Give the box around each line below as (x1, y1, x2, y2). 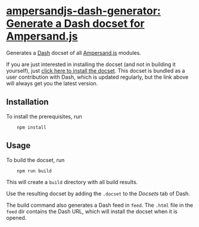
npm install (17, 124, 46, 130)
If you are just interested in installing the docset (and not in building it (6, 61, 176, 68)
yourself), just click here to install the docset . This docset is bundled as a (6, 67, 185, 74)
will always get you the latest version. (6, 79, 98, 87)
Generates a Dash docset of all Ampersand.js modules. (6, 49, 141, 56)
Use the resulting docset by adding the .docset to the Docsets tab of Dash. (6, 189, 191, 197)
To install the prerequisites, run (6, 113, 82, 120)
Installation (6, 97, 49, 107)
